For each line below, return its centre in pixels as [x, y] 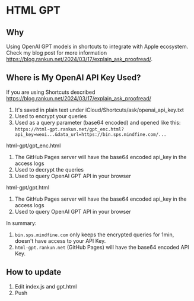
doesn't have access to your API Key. [60, 240]
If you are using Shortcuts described [51, 92]
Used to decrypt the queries [49, 169]
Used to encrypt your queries [51, 116]
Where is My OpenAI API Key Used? [74, 78]
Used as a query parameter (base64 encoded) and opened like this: [98, 122]
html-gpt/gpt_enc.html [34, 145]
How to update [34, 272]
